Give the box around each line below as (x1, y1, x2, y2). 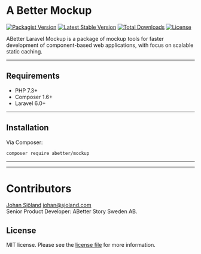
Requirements (6, 71, 60, 81)
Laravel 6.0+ (14, 100, 46, 107)
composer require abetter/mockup (6, 150, 90, 156)
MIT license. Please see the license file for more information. (6, 241, 156, 249)
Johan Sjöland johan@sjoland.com (6, 202, 92, 209)
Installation (6, 122, 49, 133)
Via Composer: (6, 139, 43, 146)
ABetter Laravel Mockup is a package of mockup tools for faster (6, 35, 165, 42)
